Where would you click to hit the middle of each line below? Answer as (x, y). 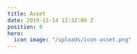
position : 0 (25, 27)
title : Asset (27, 14)
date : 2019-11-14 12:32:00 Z (50, 20)
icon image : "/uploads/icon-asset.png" (73, 40)
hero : (15, 33)
